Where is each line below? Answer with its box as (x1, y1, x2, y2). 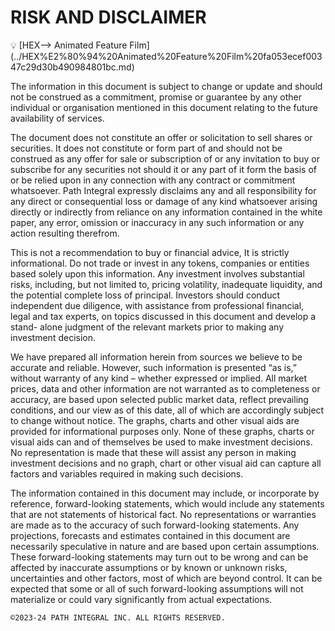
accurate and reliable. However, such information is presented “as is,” (10, 361, 298, 373)
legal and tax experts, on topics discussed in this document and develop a (10, 310, 317, 322)
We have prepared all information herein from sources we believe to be (10, 351, 303, 363)
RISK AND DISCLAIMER (10, 6, 207, 29)
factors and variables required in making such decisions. (10, 467, 244, 480)
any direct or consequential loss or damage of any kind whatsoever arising (10, 195, 318, 207)
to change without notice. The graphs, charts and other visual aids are (10, 414, 300, 426)
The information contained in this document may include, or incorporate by (10, 487, 320, 499)
